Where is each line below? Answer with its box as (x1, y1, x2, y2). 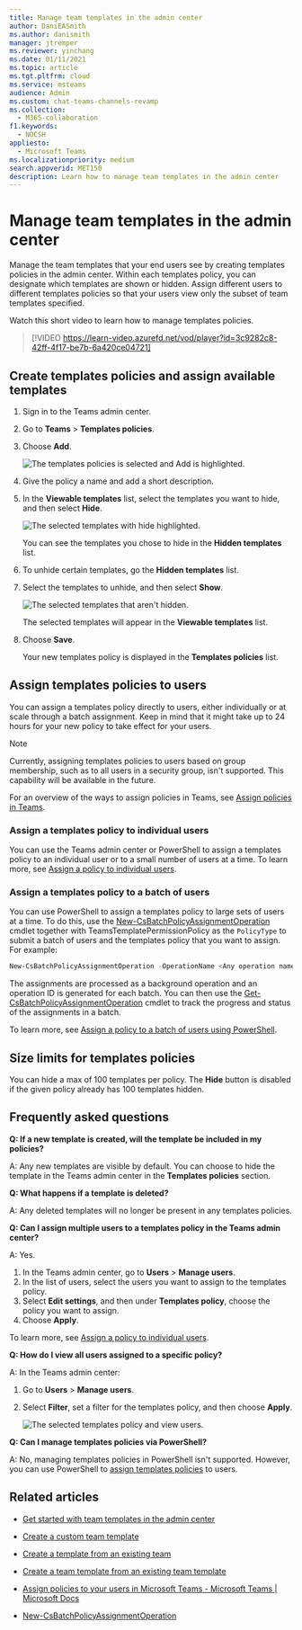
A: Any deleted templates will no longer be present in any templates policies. (9, 1205, 292, 1216)
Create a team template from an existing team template (22, 1565, 226, 1576)
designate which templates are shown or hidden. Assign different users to (9, 279, 283, 289)
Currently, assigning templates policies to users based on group (9, 755, 246, 766)
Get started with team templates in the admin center (22, 1513, 216, 1524)
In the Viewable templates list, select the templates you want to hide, (22, 494, 280, 503)
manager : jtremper (9, 38, 78, 48)
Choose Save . (22, 635, 75, 645)
